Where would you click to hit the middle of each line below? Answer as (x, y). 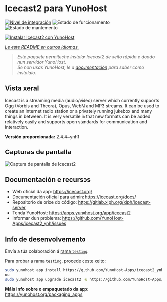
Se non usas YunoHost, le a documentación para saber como (81, 67)
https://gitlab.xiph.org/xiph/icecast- (114, 202)
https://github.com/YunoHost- (93, 218)
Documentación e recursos (48, 180)
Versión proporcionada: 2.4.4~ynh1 (42, 136)
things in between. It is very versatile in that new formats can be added (78, 116)
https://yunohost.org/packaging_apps (44, 294)
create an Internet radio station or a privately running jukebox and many (79, 111)
